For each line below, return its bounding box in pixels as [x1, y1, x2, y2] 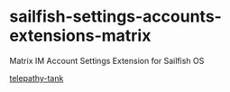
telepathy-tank [9, 72, 64, 83]
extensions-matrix [9, 25, 152, 46]
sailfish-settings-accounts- [9, 6, 223, 27]
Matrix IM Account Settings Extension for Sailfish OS [9, 55, 205, 66]
